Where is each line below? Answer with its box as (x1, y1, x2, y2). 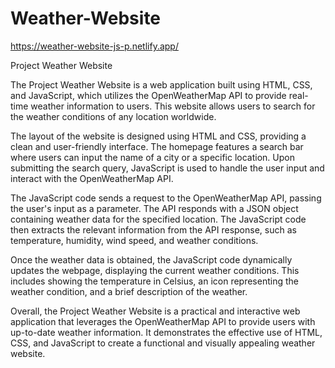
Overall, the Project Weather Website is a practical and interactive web (10, 305, 301, 317)
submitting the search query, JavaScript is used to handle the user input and (10, 162, 325, 174)
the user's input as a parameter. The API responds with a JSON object (10, 202, 299, 214)
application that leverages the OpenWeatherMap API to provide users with (10, 315, 316, 327)
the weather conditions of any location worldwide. (10, 110, 217, 122)
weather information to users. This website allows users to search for (30, 100, 316, 112)
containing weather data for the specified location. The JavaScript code (10, 213, 307, 225)
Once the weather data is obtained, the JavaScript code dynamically (10, 253, 293, 266)
